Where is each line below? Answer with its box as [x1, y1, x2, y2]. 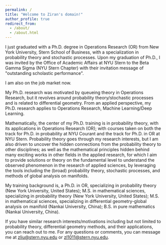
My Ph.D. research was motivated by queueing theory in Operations [5, 90, 144, 95]
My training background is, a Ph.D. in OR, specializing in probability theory [5, 183, 157, 188]
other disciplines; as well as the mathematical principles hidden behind [5, 147, 150, 152]
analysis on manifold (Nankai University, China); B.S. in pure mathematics [5, 204, 155, 209]
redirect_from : [5, 21, 37, 26]
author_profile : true [5, 16, 50, 21]
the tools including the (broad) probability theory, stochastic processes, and [5, 168, 160, 174]
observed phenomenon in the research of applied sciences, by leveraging [5, 162, 156, 168]
